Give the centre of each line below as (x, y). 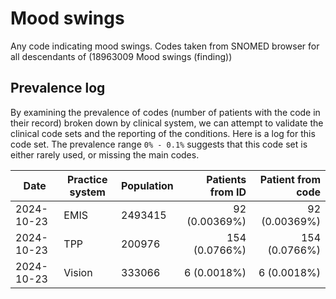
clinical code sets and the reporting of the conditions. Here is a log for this (163, 133)
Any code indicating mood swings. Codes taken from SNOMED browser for (165, 46)
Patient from (290, 179)
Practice (87, 179)
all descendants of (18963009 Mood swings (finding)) (121, 56)
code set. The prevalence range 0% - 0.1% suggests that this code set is (159, 144)
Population (147, 185)
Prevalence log (58, 88)
